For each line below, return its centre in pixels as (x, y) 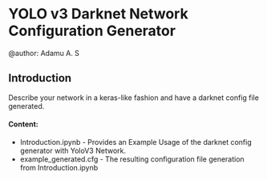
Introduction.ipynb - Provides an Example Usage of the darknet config (136, 142)
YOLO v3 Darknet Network (98, 14)
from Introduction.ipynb (59, 167)
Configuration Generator (92, 31)
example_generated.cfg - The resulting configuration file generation (132, 159)
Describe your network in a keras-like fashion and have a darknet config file (133, 98)
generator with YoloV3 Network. (73, 150)
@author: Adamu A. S (44, 53)
